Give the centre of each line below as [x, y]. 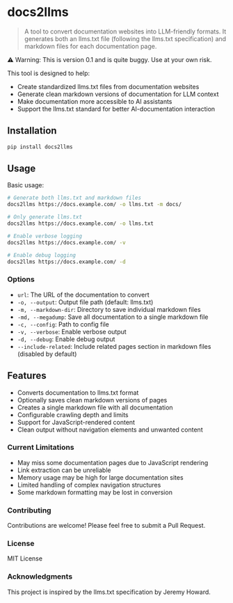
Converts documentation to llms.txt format [78, 392]
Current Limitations [41, 448]
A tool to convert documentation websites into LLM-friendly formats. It [125, 31]
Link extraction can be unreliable [64, 470]
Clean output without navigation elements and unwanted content [110, 430]
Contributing [29, 510]
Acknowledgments [40, 577]
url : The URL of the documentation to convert [83, 295]
